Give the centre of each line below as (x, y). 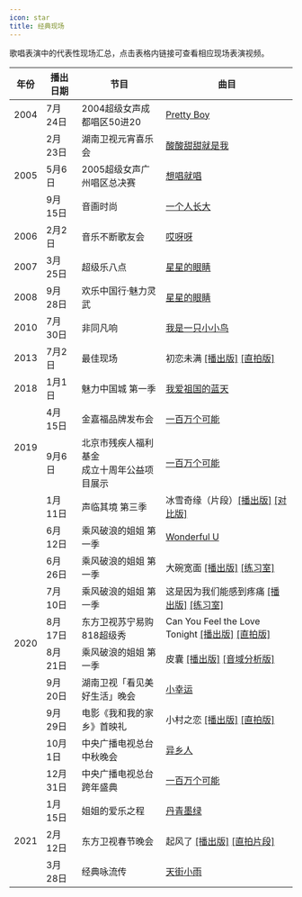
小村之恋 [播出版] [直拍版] (220, 720)
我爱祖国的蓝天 (197, 388)
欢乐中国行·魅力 (115, 291)
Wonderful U (193, 537)
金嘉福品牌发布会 (118, 419)
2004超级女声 (111, 108)
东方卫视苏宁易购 (118, 621)
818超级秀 (104, 635)
